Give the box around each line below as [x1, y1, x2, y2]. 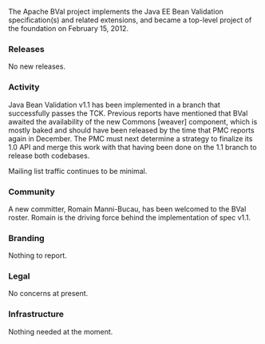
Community [8, 186, 55, 197]
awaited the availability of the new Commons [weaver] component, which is [8, 117, 258, 126]
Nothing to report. [8, 251, 68, 260]
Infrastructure [8, 309, 65, 320]
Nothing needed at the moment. [8, 326, 113, 336]
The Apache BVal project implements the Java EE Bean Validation [8, 7, 223, 16]
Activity [8, 81, 40, 93]
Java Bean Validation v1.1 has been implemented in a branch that [8, 100, 221, 109]
